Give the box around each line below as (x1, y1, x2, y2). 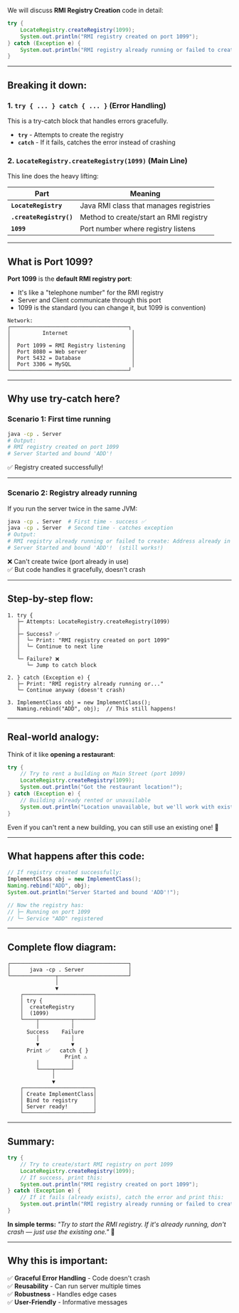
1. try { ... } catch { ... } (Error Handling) (7, 100, 166, 110)
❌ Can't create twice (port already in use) (7, 557, 129, 565)
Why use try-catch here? (7, 393, 121, 405)
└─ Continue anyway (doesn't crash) (16, 686, 126, 693)
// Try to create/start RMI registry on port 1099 (20, 1161, 174, 1168)
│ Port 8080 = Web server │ (7, 349, 135, 356)
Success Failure (26, 1028, 84, 1036)
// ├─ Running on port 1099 (7, 908, 91, 915)
